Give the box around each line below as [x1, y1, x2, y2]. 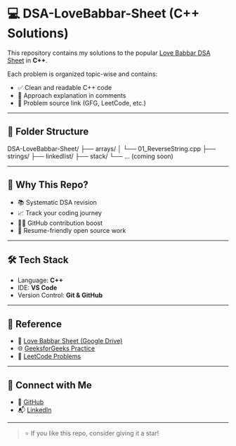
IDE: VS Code [17, 283, 58, 292]
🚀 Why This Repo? [7, 179, 89, 191]
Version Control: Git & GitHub [17, 291, 103, 300]
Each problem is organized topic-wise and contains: [7, 70, 158, 78]
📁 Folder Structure [7, 126, 89, 138]
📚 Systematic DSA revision [17, 198, 97, 206]
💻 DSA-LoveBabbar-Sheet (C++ [7, 6, 200, 22]
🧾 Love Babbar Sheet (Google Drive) [17, 337, 123, 345]
